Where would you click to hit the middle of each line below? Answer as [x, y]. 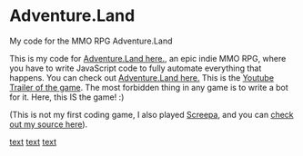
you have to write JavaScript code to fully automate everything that [136, 68]
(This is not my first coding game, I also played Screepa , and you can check [151, 114]
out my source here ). [49, 124]
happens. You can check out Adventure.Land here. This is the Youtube [142, 77]
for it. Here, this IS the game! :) [67, 97]
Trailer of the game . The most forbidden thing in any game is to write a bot [149, 87]
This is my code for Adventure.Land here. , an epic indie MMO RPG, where [148, 58]
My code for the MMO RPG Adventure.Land [91, 41]
